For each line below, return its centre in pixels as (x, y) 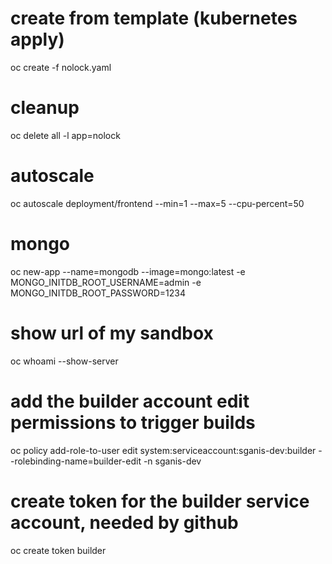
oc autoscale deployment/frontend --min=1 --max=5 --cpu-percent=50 (157, 203)
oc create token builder (58, 550)
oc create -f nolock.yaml (61, 67)
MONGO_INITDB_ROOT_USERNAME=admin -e (106, 282)
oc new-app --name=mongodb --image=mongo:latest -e (128, 271)
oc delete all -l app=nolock (65, 135)
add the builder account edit (130, 401)
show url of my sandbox (112, 333)
